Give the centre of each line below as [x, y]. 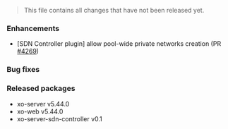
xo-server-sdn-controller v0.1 [60, 118]
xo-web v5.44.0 [40, 111]
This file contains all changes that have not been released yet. [114, 10]
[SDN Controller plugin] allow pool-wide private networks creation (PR [119, 44]
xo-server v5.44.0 [43, 104]
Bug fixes [23, 70]
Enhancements [33, 28]
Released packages [41, 89]
